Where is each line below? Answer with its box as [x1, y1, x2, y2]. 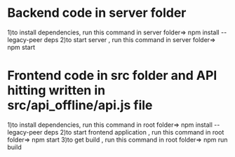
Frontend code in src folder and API [7, 68, 217, 83]
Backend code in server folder [7, 5, 187, 21]
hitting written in [7, 83, 106, 99]
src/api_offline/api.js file [7, 97, 153, 114]
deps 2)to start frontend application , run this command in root [43, 128, 224, 136]
